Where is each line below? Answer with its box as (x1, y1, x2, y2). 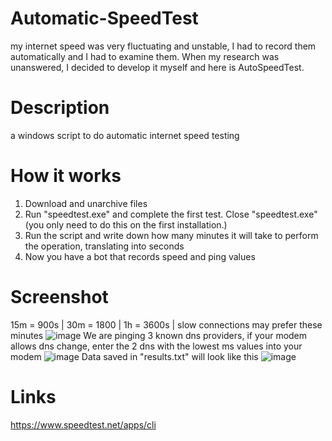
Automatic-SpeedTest (10, 7, 199, 30)
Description (10, 97, 110, 119)
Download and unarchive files (24, 197, 148, 209)
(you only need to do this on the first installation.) (24, 218, 228, 231)
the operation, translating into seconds (24, 240, 185, 252)
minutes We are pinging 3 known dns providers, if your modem (10, 329, 308, 341)
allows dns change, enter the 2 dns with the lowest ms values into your (10, 340, 303, 352)
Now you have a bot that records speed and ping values (24, 250, 256, 262)
